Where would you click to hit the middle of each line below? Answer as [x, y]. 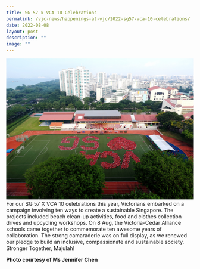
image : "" [18, 44]
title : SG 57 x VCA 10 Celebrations [51, 13]
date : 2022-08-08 [28, 25]
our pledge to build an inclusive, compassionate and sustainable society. [95, 242]
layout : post [22, 32]
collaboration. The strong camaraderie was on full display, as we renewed [97, 235]
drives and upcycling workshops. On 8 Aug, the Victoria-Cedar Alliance [94, 223]
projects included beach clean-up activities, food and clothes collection [94, 217]
